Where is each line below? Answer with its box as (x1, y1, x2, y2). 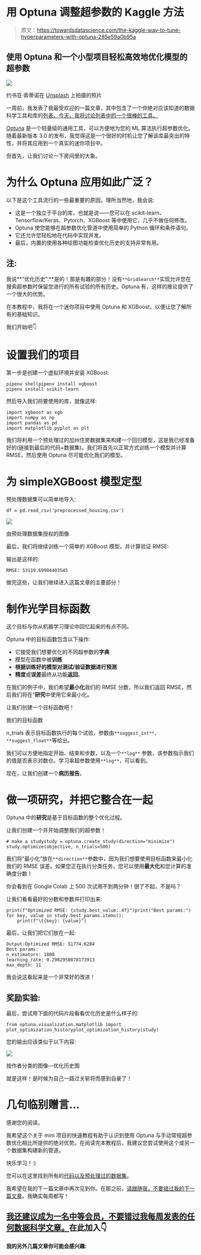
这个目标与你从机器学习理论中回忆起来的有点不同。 (6, 623, 132, 630)
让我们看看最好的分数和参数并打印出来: (6, 896, 103, 903)
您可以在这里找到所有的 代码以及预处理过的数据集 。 (6, 1172, 132, 1179)
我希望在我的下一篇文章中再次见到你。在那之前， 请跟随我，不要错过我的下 (6, 1185, 190, 1192)
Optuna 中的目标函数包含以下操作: (6, 636, 91, 643)
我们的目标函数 (6, 716, 43, 724)
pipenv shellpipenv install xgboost (6, 381, 98, 387)
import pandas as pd (6, 420, 58, 426)
